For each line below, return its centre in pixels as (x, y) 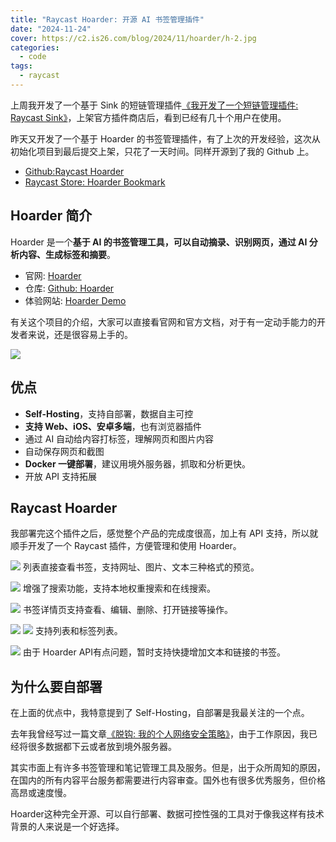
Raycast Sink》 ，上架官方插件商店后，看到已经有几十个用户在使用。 (148, 117)
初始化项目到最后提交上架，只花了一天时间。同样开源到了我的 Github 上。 (162, 151)
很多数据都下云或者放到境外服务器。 (102, 747)
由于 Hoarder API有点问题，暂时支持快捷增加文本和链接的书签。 (154, 652)
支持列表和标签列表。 (78, 631)
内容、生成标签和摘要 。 (67, 254)
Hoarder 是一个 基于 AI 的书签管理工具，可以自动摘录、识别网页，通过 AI (159, 242)
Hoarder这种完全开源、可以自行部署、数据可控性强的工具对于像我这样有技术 (167, 814)
